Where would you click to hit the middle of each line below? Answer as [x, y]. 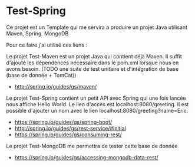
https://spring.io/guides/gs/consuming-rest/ [68, 135]
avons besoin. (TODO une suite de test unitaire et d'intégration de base [92, 68]
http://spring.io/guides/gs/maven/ [56, 86]
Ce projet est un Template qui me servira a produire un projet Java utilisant [97, 27]
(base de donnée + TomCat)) [41, 75]
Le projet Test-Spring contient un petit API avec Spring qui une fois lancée [96, 98]
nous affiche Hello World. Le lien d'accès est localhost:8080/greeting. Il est [97, 104]
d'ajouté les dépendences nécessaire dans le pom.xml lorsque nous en [92, 63]
